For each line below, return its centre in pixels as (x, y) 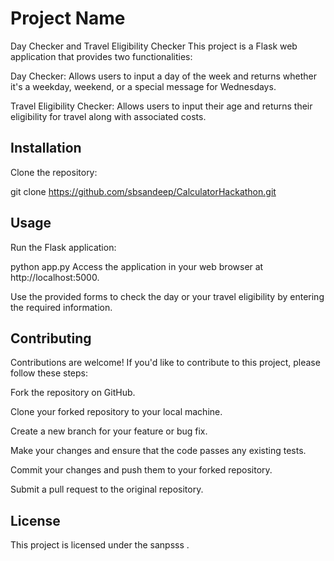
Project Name (68, 18)
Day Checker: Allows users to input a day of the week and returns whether (164, 76)
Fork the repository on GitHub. (73, 393)
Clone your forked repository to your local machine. (116, 412)
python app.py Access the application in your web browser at (137, 266)
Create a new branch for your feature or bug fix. (109, 431)
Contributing (51, 338)
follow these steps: (49, 373)
